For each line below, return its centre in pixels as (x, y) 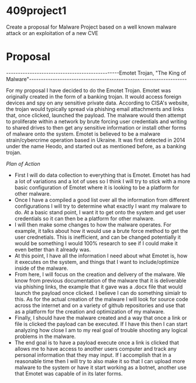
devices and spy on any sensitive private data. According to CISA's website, (97, 103)
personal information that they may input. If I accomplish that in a (93, 355)
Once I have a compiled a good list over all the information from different (102, 200)
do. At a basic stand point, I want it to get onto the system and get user (100, 212)
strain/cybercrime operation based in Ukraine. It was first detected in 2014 (96, 140)
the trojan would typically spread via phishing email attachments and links (95, 109)
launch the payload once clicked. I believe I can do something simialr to (101, 293)
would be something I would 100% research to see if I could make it (96, 243)
